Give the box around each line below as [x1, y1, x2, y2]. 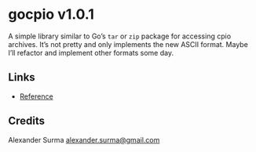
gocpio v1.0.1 [8, 5, 94, 24]
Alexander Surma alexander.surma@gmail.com [8, 135, 160, 144]
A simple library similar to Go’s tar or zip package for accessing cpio [8, 31, 232, 41]
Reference [19, 92, 53, 101]
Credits [8, 114, 46, 128]
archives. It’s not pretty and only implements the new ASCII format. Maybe [8, 39, 249, 49]
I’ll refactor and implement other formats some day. [8, 48, 174, 57]
